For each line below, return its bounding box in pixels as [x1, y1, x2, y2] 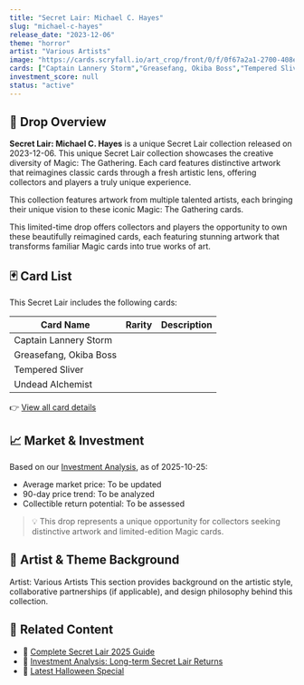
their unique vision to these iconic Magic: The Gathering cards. [9, 204, 244, 215]
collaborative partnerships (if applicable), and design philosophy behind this [9, 586, 293, 597]
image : [9, 55, 34, 64]
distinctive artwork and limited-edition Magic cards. [31, 526, 224, 537]
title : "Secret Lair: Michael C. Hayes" [9, 13, 165, 23]
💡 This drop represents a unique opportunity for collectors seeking [31, 516, 280, 527]
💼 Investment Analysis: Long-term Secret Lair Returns [22, 655, 223, 667]
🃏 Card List [9, 269, 72, 284]
